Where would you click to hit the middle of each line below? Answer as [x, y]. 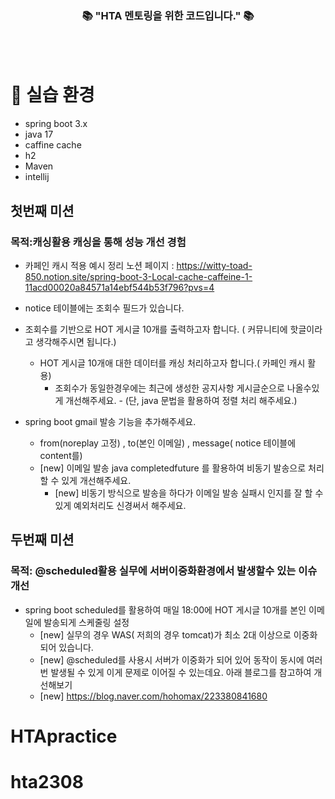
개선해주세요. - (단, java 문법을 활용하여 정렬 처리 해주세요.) [181, 400]
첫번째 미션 [42, 210]
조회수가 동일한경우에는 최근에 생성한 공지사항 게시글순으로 [169, 388]
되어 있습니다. [66, 647]
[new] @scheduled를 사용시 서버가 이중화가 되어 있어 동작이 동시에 [172, 659]
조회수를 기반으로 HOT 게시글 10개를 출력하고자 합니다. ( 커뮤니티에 [156, 329]
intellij [37, 177]
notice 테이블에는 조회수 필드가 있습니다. [104, 308]
